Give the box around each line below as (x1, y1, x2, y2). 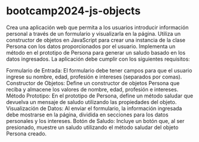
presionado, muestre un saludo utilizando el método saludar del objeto (6, 124, 179, 131)
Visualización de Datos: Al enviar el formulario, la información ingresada (6, 105, 182, 112)
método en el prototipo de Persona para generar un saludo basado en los (6, 49, 186, 56)
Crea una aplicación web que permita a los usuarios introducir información (6, 24, 189, 31)
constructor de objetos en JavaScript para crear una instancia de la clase (6, 36, 186, 43)
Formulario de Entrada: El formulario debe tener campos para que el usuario (6, 67, 192, 74)
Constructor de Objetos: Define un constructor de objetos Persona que (6, 79, 180, 87)
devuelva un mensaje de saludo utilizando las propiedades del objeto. (6, 98, 177, 105)
